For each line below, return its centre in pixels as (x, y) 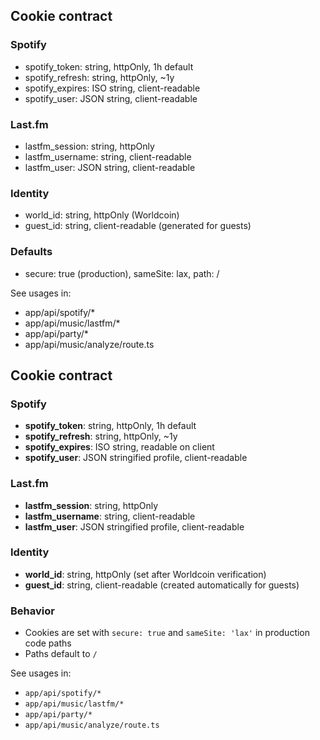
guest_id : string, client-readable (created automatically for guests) (162, 585)
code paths (48, 643)
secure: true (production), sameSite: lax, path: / (122, 273)
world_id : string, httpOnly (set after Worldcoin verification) (145, 574)
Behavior (32, 611)
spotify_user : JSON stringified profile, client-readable (136, 458)
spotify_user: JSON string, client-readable (111, 98)
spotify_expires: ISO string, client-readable (112, 88)
